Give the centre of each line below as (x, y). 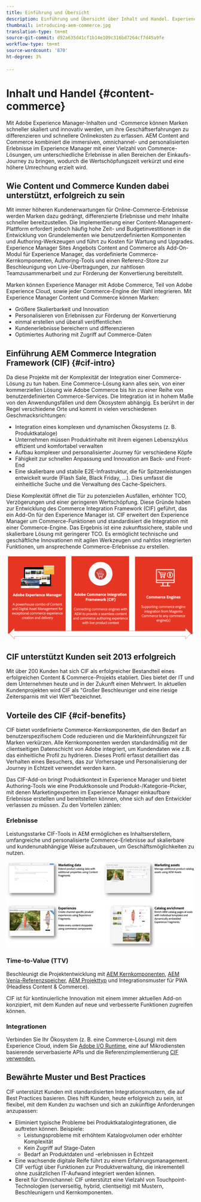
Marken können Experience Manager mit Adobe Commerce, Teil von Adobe (99, 285)
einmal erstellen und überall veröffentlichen (68, 322)
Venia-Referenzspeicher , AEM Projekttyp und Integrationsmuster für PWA (97, 980)
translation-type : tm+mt (37, 32)
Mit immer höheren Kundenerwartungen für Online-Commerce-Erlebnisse (97, 210)
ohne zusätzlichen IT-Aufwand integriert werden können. (85, 1173)
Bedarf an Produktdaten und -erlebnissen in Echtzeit (89, 1154)
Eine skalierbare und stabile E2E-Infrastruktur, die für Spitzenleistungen (103, 471)
